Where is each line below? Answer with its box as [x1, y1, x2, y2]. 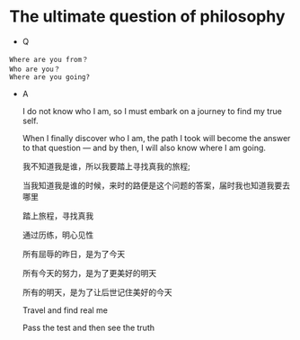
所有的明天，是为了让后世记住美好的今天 [22, 286, 172, 298]
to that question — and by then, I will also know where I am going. [22, 142, 267, 153]
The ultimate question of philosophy [9, 6, 286, 27]
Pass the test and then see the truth [22, 322, 155, 333]
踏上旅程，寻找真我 [22, 210, 94, 221]
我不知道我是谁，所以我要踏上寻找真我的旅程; [22, 160, 191, 172]
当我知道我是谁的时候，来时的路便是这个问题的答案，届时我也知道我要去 [22, 180, 290, 191]
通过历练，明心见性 [22, 229, 94, 240]
